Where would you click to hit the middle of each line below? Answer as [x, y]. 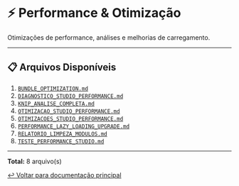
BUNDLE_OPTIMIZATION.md [53, 89]
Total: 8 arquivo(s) [34, 161]
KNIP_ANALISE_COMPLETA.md [56, 104]
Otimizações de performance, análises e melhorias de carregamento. [109, 37]
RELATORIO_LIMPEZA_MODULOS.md [63, 134]
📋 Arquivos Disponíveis [62, 67]
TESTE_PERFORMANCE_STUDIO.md [61, 141]
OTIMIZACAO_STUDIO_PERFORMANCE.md [69, 111]
